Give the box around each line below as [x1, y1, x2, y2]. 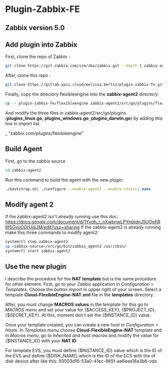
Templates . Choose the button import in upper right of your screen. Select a [5, 286, 161, 292]
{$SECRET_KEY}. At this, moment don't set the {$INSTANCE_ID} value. [5, 312, 151, 318]
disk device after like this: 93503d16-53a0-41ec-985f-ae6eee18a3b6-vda [5, 358, 157, 364]
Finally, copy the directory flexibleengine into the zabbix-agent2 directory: [5, 91, 159, 97]
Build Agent [5, 145, 42, 153]
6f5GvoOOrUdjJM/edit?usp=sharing [5, 224, 80, 230]
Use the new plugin [5, 262, 66, 271]
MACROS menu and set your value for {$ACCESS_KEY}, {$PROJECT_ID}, [5, 306, 156, 312]
